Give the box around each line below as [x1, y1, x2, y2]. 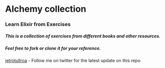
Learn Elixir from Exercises [5, 21, 71, 28]
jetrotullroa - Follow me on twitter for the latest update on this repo [5, 58, 141, 64]
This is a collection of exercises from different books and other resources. [5, 33, 161, 39]
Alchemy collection [5, 3, 86, 15]
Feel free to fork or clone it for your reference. [5, 45, 101, 51]
